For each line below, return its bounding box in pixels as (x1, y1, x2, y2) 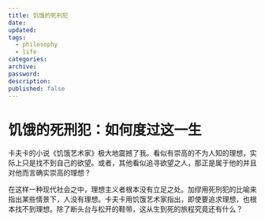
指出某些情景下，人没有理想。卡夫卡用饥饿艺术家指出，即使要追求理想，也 (8, 194, 250, 204)
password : (8, 70, 41, 78)
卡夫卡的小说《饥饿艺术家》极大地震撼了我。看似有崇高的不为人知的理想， (8, 149, 250, 158)
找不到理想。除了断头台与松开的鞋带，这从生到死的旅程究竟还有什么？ (14, 204, 243, 214)
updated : (8, 26, 37, 34)
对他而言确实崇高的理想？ (8, 168, 91, 178)
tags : (8, 33, 26, 42)
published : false (8, 84, 65, 93)
